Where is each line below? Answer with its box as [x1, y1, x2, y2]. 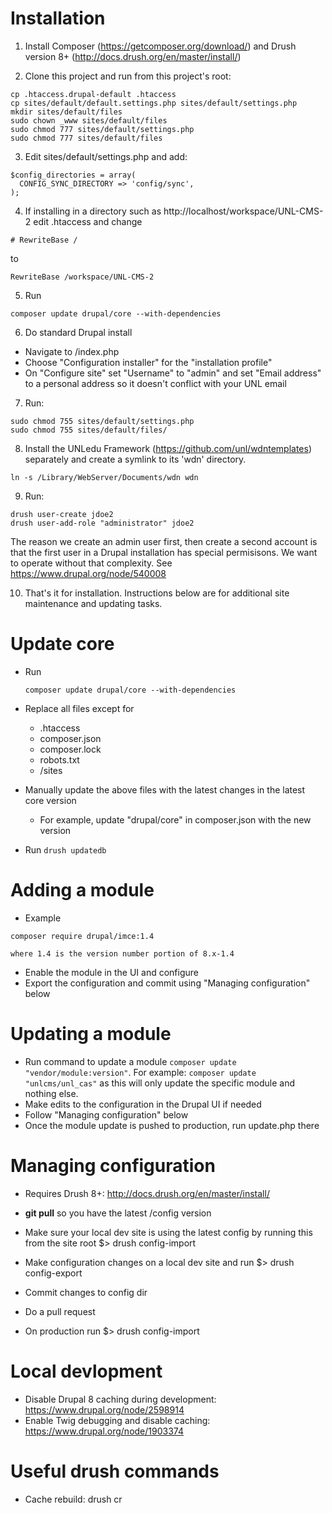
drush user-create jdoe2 [10, 509, 114, 519]
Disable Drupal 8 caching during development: [24, 1393, 217, 1405]
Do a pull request [24, 1305, 96, 1317]
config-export [24, 1267, 83, 1279]
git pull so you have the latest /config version [24, 1207, 212, 1219]
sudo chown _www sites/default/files [10, 115, 168, 126]
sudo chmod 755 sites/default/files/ [10, 425, 168, 435]
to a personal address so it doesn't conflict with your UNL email [24, 377, 287, 389]
